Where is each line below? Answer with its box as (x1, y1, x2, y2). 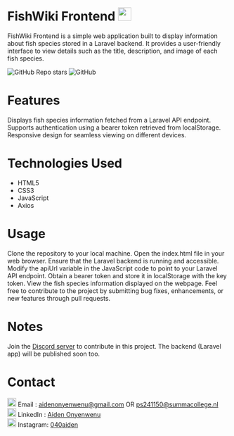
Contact (7, 374, 56, 390)
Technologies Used (7, 156, 123, 172)
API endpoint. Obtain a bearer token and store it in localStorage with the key (7, 271, 227, 280)
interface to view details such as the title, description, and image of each (7, 46, 218, 55)
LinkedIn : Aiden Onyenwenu (17, 410, 101, 418)
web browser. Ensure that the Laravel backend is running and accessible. (7, 256, 219, 265)
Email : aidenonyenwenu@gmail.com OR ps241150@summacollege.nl (17, 400, 219, 409)
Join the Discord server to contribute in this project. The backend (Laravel (7, 342, 221, 350)
